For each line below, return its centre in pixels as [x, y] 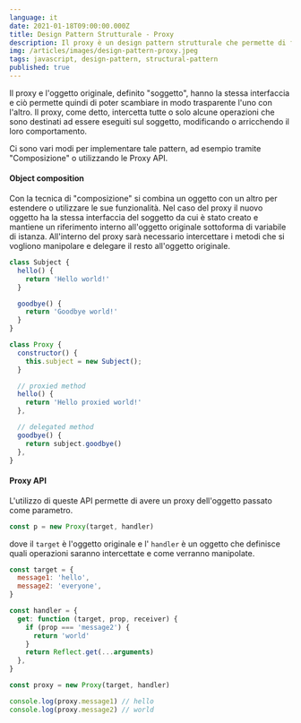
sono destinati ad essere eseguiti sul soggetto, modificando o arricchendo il [149, 121]
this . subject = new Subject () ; [84, 361]
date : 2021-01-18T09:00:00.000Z [69, 26]
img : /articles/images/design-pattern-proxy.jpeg [104, 51]
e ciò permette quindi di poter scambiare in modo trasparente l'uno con [141, 102]
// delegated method [56, 427]
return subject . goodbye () [74, 443]
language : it [34, 17]
